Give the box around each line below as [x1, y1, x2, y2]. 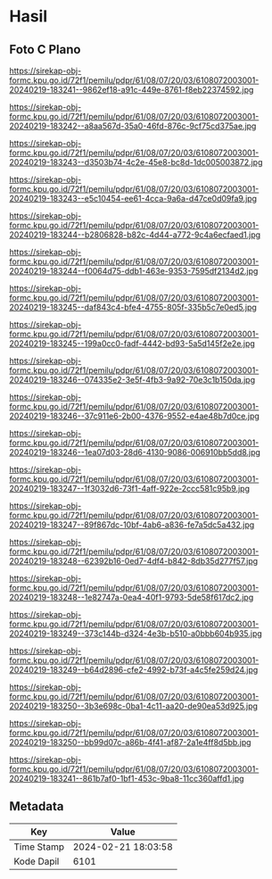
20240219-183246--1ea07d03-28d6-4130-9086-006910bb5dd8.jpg [9, 447, 261, 457]
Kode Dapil [13, 855, 60, 867]
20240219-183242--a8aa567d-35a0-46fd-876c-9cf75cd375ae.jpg [9, 120, 257, 131]
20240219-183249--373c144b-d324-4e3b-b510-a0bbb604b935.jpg [9, 628, 263, 639]
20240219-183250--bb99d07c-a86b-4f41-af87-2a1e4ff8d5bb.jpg [9, 737, 251, 747]
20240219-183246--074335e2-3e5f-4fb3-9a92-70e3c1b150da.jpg [9, 375, 256, 385]
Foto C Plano [9, 42, 81, 57]
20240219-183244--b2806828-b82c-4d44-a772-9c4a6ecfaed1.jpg [9, 229, 261, 240]
